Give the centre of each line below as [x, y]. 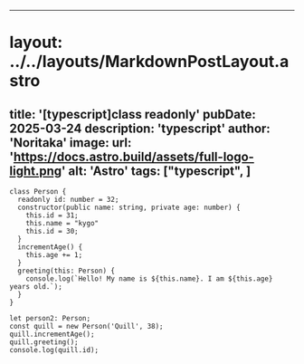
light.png [36, 171]
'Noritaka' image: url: [71, 143]
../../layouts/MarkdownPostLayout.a [149, 62]
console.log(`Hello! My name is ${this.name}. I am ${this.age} [149, 279]
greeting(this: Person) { [66, 271]
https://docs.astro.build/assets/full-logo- [134, 156]
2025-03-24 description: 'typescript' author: [140, 128]
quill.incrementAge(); [52, 334]
